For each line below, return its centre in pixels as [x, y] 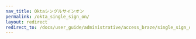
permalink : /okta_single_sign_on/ [48, 17]
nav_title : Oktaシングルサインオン [45, 11]
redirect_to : [21, 27]
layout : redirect [27, 22]
